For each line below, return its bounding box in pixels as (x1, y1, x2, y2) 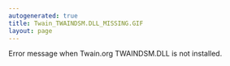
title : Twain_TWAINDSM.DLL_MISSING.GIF (8, 19, 144, 27)
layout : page (8, 27, 53, 35)
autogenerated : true (8, 11, 79, 20)
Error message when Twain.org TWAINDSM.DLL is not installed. (8, 49, 223, 59)
